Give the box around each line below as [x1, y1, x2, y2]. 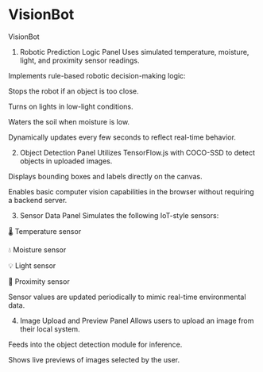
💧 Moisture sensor [8, 244, 67, 255]
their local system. [19, 324, 81, 334]
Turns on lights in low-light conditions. [8, 102, 133, 111]
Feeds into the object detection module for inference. [8, 339, 183, 349]
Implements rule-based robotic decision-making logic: [8, 71, 186, 80]
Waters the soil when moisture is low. [8, 117, 130, 126]
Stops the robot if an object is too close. [8, 86, 139, 96]
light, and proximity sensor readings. [19, 56, 140, 65]
